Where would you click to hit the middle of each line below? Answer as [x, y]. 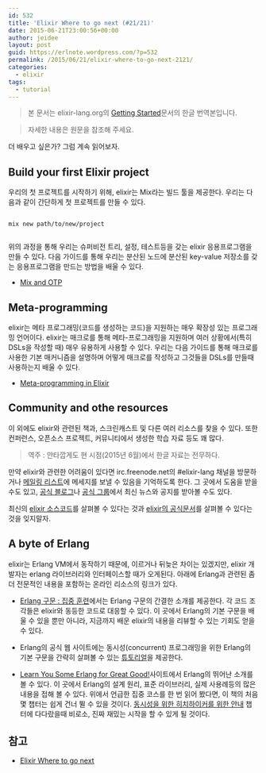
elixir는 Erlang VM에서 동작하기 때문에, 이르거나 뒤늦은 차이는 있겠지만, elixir [127, 563]
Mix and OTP [41, 283]
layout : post [30, 45]
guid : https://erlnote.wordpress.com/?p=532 [83, 52]
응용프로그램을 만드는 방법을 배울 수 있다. [80, 267]
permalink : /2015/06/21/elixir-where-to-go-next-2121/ [101, 60]
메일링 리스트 [43, 482]
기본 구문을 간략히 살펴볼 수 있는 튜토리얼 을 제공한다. [101, 657]
